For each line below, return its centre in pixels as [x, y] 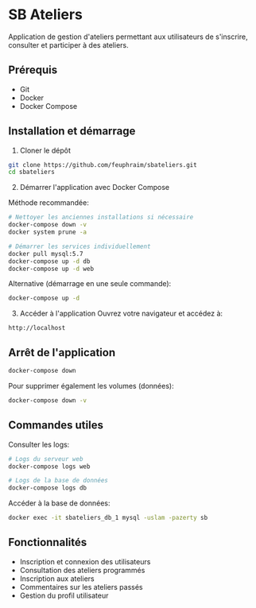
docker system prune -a [48, 232]
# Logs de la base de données [58, 481]
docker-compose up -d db [49, 261]
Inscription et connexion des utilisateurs [85, 561]
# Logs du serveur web [46, 459]
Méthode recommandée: [48, 203]
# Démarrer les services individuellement [80, 246]
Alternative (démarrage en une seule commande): [90, 284]
